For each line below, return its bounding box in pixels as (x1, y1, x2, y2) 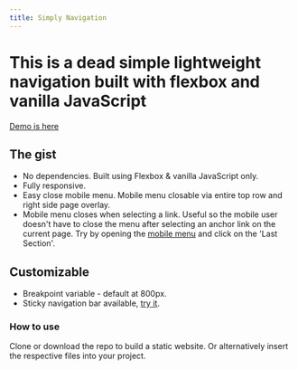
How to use (9, 320, 61, 333)
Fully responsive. (22, 180, 86, 191)
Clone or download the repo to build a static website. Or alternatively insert (9, 341, 289, 352)
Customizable (9, 264, 90, 280)
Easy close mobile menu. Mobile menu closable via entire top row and (22, 190, 283, 201)
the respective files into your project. (9, 350, 146, 362)
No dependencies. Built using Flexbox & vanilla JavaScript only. (22, 171, 259, 182)
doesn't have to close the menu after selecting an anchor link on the (22, 219, 276, 230)
